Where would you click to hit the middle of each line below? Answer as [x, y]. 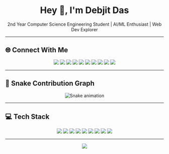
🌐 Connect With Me [37, 50]
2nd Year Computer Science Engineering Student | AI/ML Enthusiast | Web [84, 24]
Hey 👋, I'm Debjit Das [84, 10]
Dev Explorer [84, 29]
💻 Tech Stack [27, 117]
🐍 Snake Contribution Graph [50, 83]
